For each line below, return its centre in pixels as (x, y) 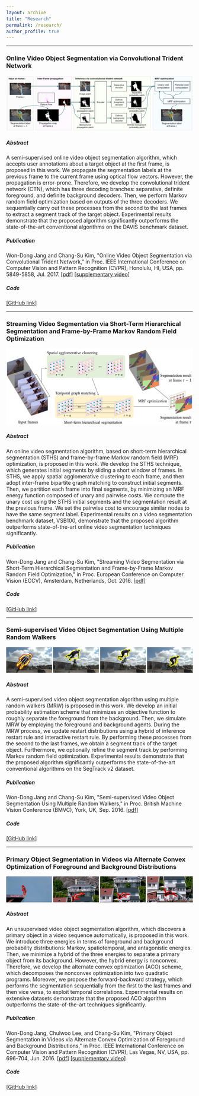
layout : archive (26, 12)
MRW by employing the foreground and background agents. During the (93, 725)
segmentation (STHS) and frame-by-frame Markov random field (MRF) (92, 458)
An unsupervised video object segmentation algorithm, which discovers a (96, 929)
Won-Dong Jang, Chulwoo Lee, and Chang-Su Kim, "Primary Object (89, 1033)
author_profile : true (33, 31)
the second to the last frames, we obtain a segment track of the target (92, 744)
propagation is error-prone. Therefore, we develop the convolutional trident (98, 183)
